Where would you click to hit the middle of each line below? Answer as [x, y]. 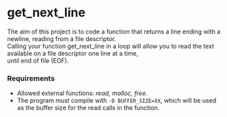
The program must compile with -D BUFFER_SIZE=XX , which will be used [117, 101]
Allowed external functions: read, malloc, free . [82, 93]
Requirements [31, 78]
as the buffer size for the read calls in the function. [88, 108]
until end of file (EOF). [38, 60]
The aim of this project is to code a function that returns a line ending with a [114, 31]
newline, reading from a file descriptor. [62, 38]
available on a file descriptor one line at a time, [73, 53]
